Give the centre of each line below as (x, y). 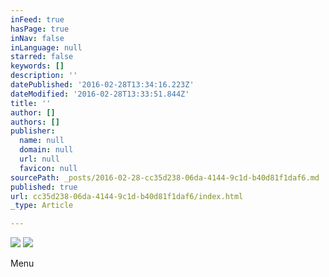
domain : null (46, 150)
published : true (44, 187)
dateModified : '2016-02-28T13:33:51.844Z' (100, 94)
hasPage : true (40, 29)
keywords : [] (37, 66)
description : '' (44, 76)
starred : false (42, 57)
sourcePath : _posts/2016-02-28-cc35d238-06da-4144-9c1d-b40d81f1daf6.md (165, 177)
